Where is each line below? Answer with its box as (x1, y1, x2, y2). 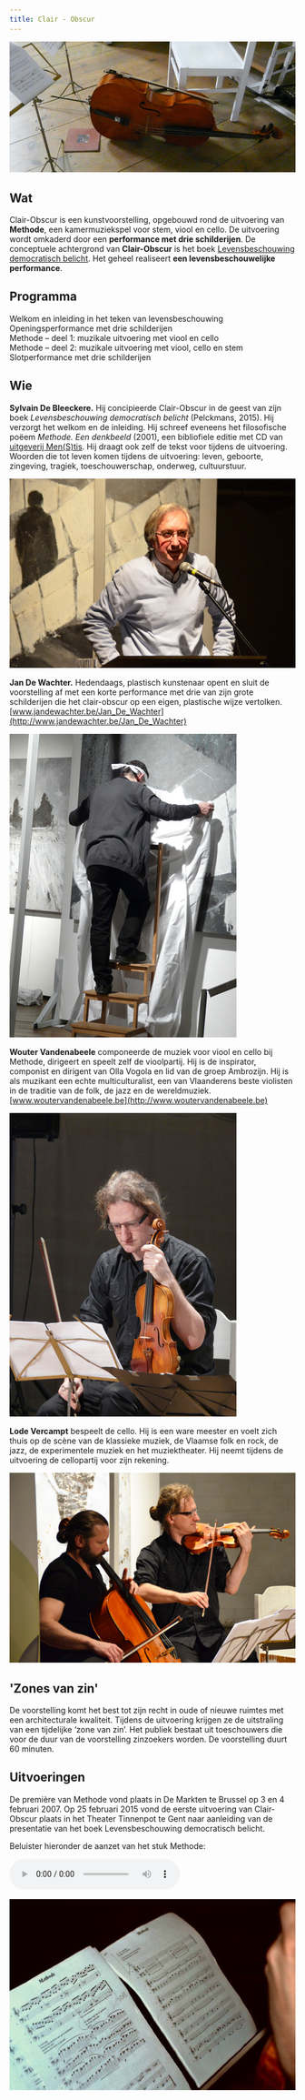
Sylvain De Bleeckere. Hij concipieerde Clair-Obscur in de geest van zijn (9, 402, 282, 413)
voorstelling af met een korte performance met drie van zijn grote (9, 687, 254, 698)
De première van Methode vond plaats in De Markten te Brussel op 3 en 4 (9, 1794, 285, 1804)
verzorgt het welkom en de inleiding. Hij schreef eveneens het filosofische (9, 421, 287, 432)
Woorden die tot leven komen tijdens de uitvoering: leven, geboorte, (9, 450, 264, 461)
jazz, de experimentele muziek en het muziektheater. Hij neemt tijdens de (9, 1445, 284, 1456)
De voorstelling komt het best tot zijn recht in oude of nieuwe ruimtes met (9, 1704, 284, 1715)
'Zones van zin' (9, 1681, 99, 1696)
